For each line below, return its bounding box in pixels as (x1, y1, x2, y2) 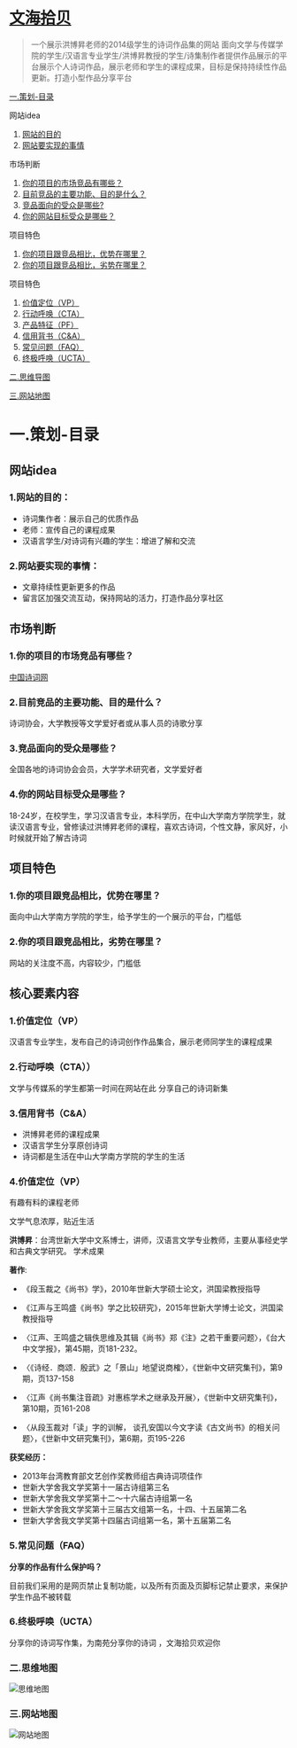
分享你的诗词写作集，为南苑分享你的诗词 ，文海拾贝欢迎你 (9, 1637, 221, 1648)
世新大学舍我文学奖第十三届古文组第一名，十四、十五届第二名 (21, 1504, 247, 1515)
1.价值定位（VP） (9, 1014, 84, 1026)
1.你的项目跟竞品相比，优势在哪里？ (9, 890, 162, 901)
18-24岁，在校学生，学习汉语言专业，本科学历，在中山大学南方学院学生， (9, 810, 278, 821)
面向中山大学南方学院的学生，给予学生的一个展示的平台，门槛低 (9, 911, 241, 922)
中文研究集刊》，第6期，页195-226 (60, 1433, 186, 1444)
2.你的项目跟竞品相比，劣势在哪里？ (9, 936, 164, 948)
